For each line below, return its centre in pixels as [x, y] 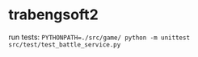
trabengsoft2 [53, 15]
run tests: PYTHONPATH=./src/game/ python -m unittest [99, 37]
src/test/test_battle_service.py [65, 45]
